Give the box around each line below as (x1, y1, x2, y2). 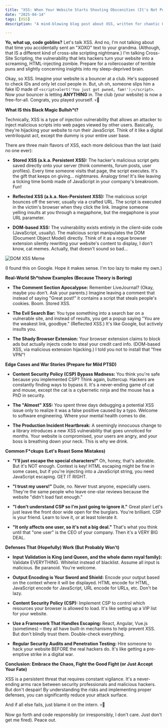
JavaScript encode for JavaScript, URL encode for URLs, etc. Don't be (12, 585, 157, 591)
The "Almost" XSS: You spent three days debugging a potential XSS (12, 402, 154, 408)
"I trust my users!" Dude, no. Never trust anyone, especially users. (12, 483, 151, 489)
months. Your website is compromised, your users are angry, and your (12, 433, 157, 439)
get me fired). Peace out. (5, 717, 56, 723)
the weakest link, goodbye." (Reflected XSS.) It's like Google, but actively (12, 321, 163, 327)
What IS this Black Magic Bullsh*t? (5, 107, 79, 113)
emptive (12, 651, 29, 657)
